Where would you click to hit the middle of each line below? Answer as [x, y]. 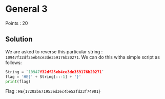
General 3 [26, 9]
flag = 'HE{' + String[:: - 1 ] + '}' [43, 77]
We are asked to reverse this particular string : [54, 51]
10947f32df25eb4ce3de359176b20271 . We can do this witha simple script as [83, 57]
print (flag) [18, 82]
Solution [19, 39]
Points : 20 [17, 23]
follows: [14, 63]
